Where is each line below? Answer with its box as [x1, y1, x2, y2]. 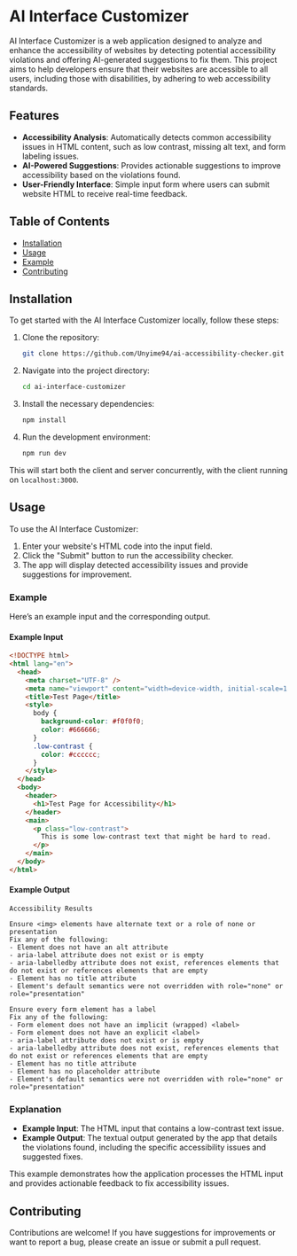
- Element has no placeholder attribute [9, 1067, 161, 1076]
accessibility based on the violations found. [21, 169, 181, 180]
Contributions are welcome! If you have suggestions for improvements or [9, 1228, 277, 1238]
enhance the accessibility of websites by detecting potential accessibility [9, 44, 277, 55]
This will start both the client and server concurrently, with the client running [9, 464, 288, 475]
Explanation [9, 1103, 62, 1115]
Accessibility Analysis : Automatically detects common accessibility [21, 131, 272, 143]
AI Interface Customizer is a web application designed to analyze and [9, 35, 262, 46]
